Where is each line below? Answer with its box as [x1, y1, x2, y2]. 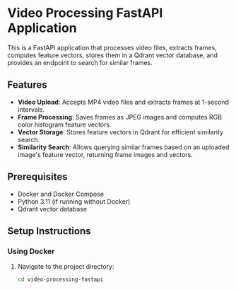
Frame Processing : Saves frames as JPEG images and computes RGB [17, 112, 223, 121]
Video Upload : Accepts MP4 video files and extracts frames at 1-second [17, 98, 230, 106]
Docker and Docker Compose [17, 190, 105, 198]
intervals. [17, 105, 45, 114]
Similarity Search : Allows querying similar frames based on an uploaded [17, 143, 230, 151]
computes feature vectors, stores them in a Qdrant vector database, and [7, 51, 218, 59]
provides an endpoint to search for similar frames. [7, 58, 153, 66]
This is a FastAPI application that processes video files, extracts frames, [7, 43, 217, 52]
